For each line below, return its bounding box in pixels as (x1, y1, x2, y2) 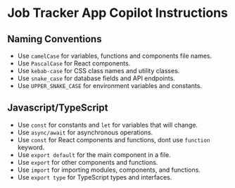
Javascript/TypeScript (7, 102, 108, 114)
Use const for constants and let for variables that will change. (17, 120, 198, 129)
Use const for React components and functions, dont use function (17, 135, 210, 144)
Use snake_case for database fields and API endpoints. (17, 74, 176, 82)
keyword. (17, 143, 45, 151)
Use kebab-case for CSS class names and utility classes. (17, 67, 180, 75)
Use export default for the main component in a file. (17, 150, 171, 159)
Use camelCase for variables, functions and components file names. (17, 51, 212, 60)
